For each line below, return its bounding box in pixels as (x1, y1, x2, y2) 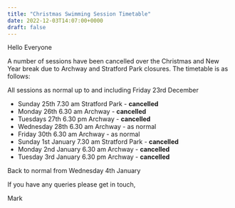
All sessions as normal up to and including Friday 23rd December (7, 86, 199, 95)
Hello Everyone (7, 43, 52, 52)
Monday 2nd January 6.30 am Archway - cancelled (17, 145, 170, 154)
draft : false (7, 24, 46, 31)
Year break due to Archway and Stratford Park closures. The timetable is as (7, 65, 229, 73)
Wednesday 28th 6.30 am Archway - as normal (17, 123, 157, 131)
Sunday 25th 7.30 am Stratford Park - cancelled (17, 100, 159, 108)
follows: (7, 72, 31, 80)
